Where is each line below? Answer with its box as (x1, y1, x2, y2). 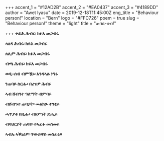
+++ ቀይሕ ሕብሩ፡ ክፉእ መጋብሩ (5, 30, 59, 36)
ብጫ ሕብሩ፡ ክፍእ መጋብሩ (5, 60, 48, 66)
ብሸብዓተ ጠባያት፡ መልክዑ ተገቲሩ (5, 101, 60, 107)
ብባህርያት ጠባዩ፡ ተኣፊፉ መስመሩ (5, 121, 60, 127)
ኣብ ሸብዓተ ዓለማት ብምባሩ (5, 91, 52, 97)
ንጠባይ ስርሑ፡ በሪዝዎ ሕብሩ (5, 81, 52, 87)
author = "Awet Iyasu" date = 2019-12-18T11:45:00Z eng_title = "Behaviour (5, 10, 159, 16)
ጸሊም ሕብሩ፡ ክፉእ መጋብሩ (5, 50, 50, 56)
